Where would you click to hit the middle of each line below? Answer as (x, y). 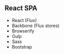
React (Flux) (24, 20)
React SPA (21, 8)
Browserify (23, 31)
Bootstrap (22, 46)
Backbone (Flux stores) (36, 25)
